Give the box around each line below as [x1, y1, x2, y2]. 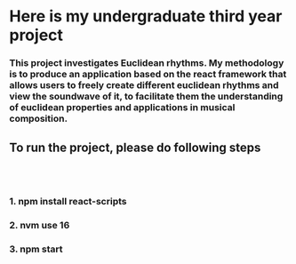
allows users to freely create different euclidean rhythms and [9, 79, 279, 92]
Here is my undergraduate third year [9, 6, 283, 27]
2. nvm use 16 [9, 219, 70, 231]
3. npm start [9, 243, 64, 255]
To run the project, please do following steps [9, 140, 261, 155]
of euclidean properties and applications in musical [9, 101, 236, 114]
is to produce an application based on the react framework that [9, 68, 287, 81]
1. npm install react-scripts [9, 195, 127, 207]
